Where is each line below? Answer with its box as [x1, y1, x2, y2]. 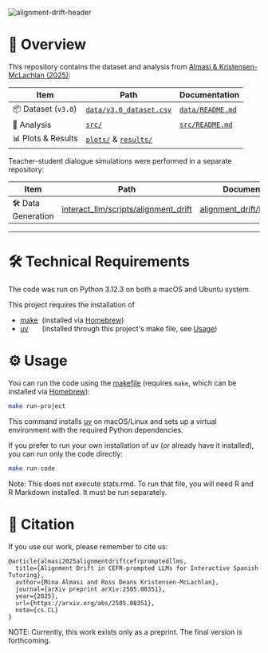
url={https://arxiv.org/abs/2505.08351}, [15, 599, 156, 607]
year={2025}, [15, 592, 59, 600]
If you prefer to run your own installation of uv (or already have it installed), [8, 440, 254, 450]
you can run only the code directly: [8, 449, 124, 458]
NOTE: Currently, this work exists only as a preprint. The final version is [8, 627, 242, 636]
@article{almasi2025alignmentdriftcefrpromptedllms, [8, 557, 187, 565]
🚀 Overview [8, 36, 86, 53]
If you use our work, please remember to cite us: [8, 541, 168, 551]
